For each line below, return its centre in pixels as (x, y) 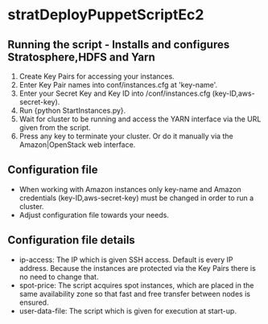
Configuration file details (72, 240)
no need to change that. (59, 277)
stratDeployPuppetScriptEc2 (106, 15)
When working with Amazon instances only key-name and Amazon (130, 189)
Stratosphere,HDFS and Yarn (81, 57)
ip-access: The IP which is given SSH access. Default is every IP (126, 260)
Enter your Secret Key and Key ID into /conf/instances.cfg (115, 93)
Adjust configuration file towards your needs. (94, 215)
